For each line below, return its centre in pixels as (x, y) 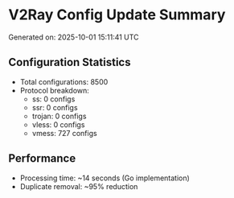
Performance (42, 159)
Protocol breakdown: (55, 90)
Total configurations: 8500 (64, 81)
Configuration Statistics (70, 62)
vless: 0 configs (58, 124)
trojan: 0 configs (59, 116)
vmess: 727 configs (65, 133)
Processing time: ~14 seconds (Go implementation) (105, 178)
